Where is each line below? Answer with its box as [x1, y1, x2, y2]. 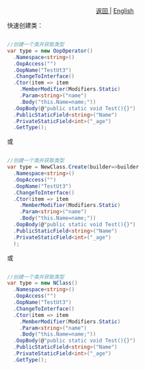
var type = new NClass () [7, 280, 78, 287]
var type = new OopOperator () [7, 47, 94, 54]
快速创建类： [7, 21, 43, 30]
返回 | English [95, 7, 135, 14]
